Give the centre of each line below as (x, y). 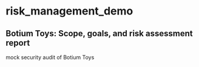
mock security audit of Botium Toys (50, 57)
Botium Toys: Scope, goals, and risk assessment (99, 33)
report (18, 43)
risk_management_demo (69, 11)
